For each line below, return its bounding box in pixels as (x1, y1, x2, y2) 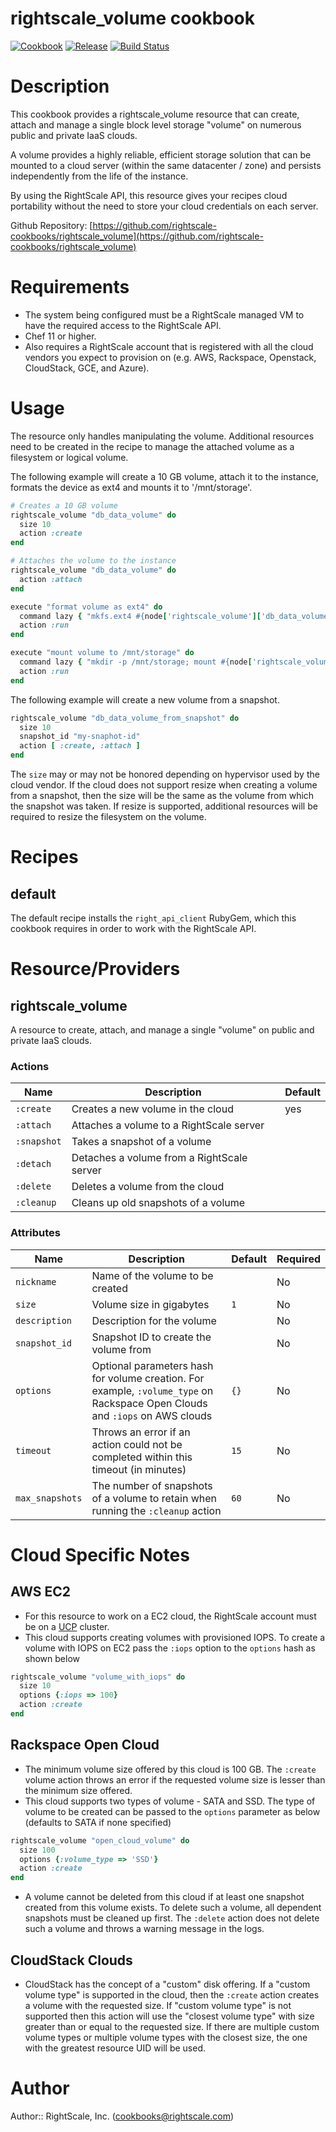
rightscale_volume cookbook (10, 7, 255, 30)
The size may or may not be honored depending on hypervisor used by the (10, 768, 320, 780)
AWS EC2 (10, 1583, 72, 1601)
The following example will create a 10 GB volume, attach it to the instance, (10, 470, 319, 482)
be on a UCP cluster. (24, 1620, 110, 1632)
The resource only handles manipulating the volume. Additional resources (10, 430, 315, 442)
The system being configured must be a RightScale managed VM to (24, 308, 305, 321)
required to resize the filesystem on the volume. (10, 811, 207, 822)
